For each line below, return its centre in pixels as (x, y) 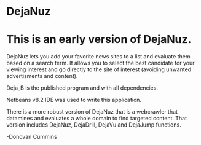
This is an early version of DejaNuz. (99, 40)
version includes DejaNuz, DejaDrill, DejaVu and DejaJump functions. (94, 125)
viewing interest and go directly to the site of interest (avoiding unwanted (99, 69)
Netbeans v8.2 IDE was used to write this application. (74, 100)
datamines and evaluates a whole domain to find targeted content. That (97, 119)
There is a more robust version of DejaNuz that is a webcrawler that (92, 112)
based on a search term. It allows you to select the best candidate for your (100, 63)
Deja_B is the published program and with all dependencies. (82, 88)
